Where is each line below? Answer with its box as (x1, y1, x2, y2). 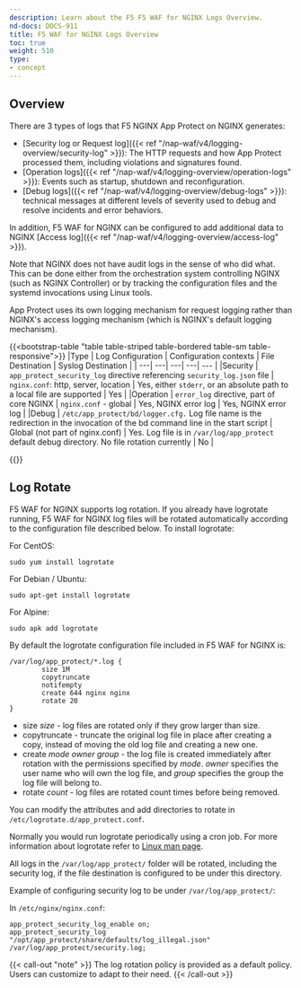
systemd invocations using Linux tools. (9, 287, 153, 297)
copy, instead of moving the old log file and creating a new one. (22, 738, 259, 750)
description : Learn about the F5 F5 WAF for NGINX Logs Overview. (9, 13, 263, 22)
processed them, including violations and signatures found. (22, 156, 243, 167)
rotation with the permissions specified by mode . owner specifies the (22, 758, 279, 769)
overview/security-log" (22, 147, 108, 158)
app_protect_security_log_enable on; (9, 920, 151, 929)
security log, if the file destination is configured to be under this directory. (9, 868, 282, 878)
